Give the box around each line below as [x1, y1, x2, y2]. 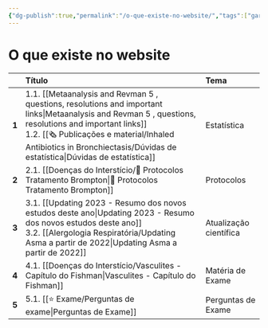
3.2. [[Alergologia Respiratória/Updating [25, 227, 176, 238]
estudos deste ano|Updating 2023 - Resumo [25, 207, 195, 218]
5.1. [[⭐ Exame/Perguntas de [25, 293, 135, 304]
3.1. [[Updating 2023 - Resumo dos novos [25, 197, 187, 208]
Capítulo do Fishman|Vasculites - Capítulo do [25, 270, 196, 281]
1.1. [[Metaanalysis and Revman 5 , [25, 88, 159, 100]
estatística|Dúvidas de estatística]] [25, 151, 156, 162]
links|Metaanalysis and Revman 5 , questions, [25, 108, 197, 119]
